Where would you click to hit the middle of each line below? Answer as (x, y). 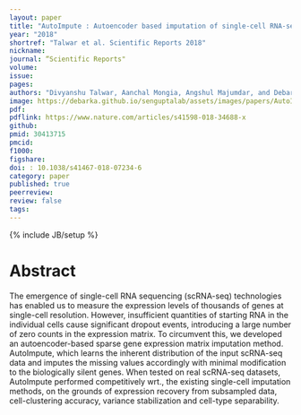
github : (24, 126)
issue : (21, 76)
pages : (21, 84)
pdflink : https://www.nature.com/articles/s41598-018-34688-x (128, 117)
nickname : (28, 51)
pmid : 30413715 (38, 134)
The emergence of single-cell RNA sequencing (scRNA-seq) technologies (146, 296)
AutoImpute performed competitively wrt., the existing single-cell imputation (150, 381)
